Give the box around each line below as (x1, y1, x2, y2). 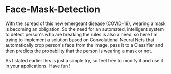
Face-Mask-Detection (5, 4, 101, 15)
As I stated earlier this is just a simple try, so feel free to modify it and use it (5, 57, 163, 63)
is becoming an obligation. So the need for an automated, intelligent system (5, 26, 164, 32)
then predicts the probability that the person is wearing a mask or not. (5, 47, 152, 54)
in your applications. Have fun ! (5, 63, 71, 69)
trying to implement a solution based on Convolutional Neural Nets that (5, 37, 155, 43)
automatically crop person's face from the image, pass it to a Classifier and (5, 42, 163, 48)
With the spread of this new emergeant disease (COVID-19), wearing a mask (5, 20, 166, 27)
